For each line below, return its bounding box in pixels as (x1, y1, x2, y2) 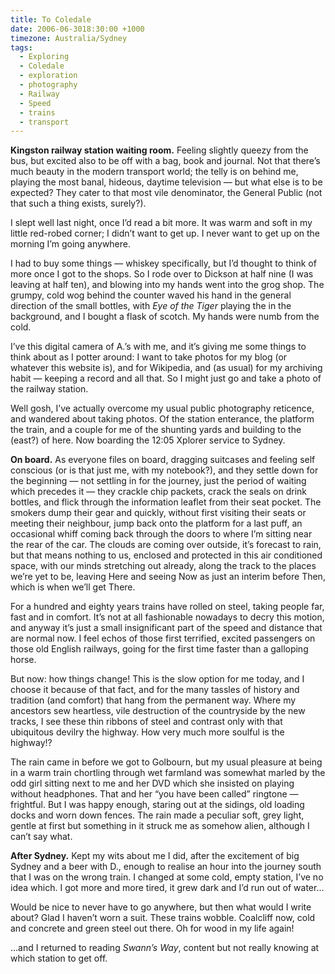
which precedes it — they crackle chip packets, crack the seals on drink (10, 486, 308, 498)
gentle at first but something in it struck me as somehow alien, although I (10, 820, 310, 832)
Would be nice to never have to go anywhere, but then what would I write (10, 901, 312, 913)
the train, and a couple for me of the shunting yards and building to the (10, 424, 302, 436)
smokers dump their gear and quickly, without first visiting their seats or (10, 507, 307, 519)
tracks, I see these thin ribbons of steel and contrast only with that (10, 716, 283, 728)
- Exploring (19, 52, 70, 62)
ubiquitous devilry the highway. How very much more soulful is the (10, 726, 285, 738)
